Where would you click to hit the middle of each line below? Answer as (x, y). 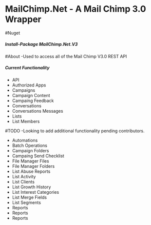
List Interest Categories (36, 192)
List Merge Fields (29, 197)
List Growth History (31, 187)
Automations (25, 140)
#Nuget (13, 33)
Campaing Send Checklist (38, 156)
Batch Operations (30, 145)
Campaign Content (31, 95)
